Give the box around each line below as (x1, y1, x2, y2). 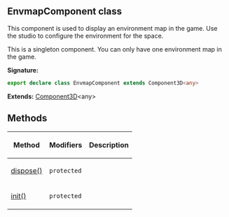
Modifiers (48, 140, 83, 149)
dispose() (11, 165, 43, 175)
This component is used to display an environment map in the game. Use (7, 24, 218, 32)
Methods (7, 112, 48, 124)
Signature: (7, 66, 39, 74)
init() (11, 191, 27, 201)
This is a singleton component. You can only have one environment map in (7, 45, 222, 53)
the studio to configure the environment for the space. (7, 31, 164, 40)
